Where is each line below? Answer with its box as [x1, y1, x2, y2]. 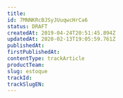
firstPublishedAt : [7, 49, 60, 56]
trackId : [7, 74, 32, 81]
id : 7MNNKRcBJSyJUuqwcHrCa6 [7, 17, 88, 23]
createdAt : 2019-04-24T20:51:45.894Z [7, 29, 116, 37]
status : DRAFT [7, 23, 48, 30]
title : [7, 10, 26, 17]
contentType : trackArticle [7, 55, 85, 62]
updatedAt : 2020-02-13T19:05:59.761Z [7, 36, 116, 43]
